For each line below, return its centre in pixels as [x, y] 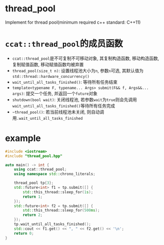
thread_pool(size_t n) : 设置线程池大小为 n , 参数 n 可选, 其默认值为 [78, 70]
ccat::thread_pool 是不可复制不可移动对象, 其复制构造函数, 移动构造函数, [86, 58]
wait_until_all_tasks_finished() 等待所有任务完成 [64, 105]
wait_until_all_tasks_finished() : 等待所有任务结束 [65, 82]
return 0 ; [24, 233]
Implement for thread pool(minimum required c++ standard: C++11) [73, 22]
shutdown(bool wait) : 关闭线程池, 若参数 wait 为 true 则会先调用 [75, 100]
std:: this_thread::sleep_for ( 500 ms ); [61, 210]
